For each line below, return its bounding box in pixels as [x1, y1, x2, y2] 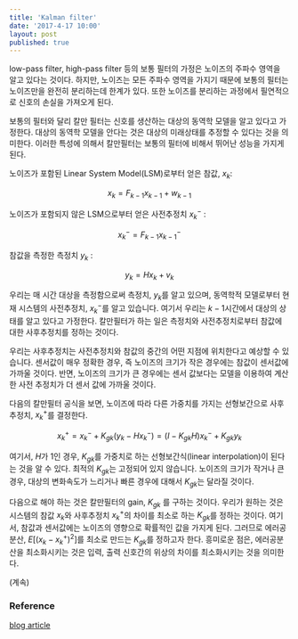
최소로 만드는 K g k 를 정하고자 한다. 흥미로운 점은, [85, 534, 254, 546]
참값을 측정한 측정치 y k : [9, 250, 93, 263]
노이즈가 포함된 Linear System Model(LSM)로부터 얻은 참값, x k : [9, 168, 233, 181]
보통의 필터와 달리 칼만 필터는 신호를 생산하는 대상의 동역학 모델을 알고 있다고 [9, 116, 278, 127]
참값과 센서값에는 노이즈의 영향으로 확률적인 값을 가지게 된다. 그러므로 [20, 522, 263, 533]
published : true [9, 37, 69, 47]
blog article [9, 619, 51, 630]
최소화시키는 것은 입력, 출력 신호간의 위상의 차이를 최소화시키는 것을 [25, 546, 261, 557]
